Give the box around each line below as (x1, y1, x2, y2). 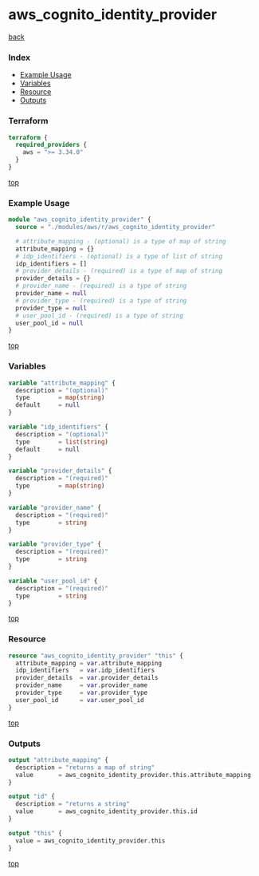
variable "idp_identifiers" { (8, 423, 109, 431)
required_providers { (15, 141, 88, 149)
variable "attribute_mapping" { (8, 379, 116, 387)
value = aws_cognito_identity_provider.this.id (15, 807, 198, 815)
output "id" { (8, 792, 56, 801)
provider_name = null (15, 290, 88, 298)
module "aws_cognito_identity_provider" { (8, 215, 151, 224)
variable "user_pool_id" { (8, 577, 98, 585)
